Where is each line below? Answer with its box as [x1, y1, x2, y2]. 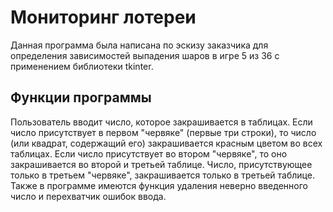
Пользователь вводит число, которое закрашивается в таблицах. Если [10, 116, 313, 128]
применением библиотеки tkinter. [10, 60, 154, 72]
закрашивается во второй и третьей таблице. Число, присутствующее [10, 158, 313, 170]
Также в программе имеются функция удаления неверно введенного [10, 179, 308, 191]
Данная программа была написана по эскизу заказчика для [10, 39, 269, 51]
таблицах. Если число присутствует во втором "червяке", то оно [10, 147, 288, 160]
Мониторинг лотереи [10, 6, 197, 29]
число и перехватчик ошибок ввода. [10, 190, 167, 202]
